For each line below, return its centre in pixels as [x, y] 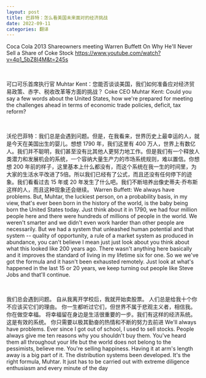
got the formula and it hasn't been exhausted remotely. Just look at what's [100, 262]
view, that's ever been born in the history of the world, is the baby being [97, 203]
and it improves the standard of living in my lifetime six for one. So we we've [103, 255]
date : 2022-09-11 [29, 23]
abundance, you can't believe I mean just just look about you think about [98, 242]
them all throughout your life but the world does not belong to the [89, 342]
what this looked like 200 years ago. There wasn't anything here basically [99, 249]
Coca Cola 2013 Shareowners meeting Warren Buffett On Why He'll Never [100, 47]
